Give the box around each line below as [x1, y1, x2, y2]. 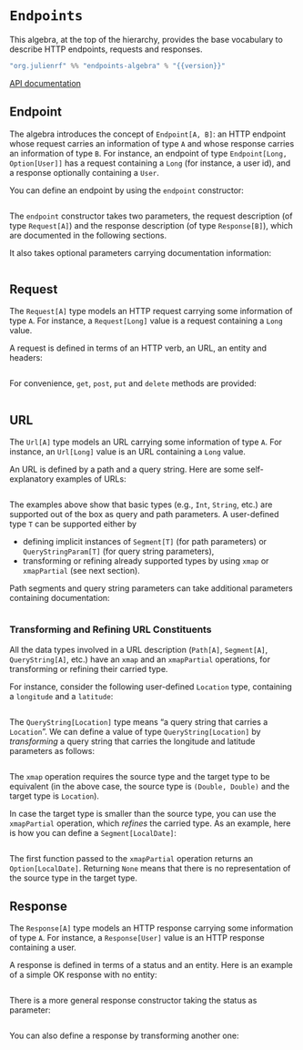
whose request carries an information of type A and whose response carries [9, 138, 295, 148]
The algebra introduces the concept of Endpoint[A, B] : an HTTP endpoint [9, 128, 287, 139]
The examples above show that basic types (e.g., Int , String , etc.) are [9, 499, 273, 510]
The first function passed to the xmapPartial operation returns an [9, 852, 254, 863]
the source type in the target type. [9, 872, 138, 883]
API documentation [9, 77, 82, 88]
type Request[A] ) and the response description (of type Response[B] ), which [9, 219, 294, 230]
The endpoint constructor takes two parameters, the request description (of [9, 210, 293, 221]
